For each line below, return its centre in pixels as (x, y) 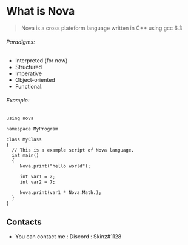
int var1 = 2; (38, 177)
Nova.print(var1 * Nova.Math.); (61, 193)
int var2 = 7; (38, 182)
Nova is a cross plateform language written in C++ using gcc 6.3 (102, 28)
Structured (29, 67)
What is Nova (41, 11)
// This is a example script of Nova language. (73, 150)
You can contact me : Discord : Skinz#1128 (68, 237)
